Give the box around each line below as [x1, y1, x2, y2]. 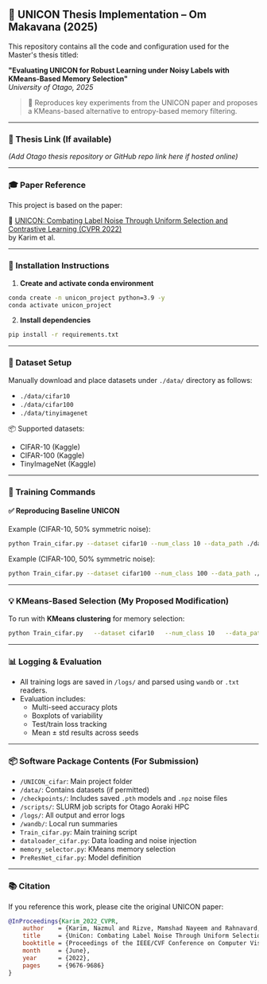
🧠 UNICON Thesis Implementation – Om [8, 8, 207, 21]
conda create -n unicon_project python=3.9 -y [8, 294, 165, 302]
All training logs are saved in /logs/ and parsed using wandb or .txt [19, 677, 240, 686]
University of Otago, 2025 [8, 82, 94, 92]
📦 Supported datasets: [8, 424, 85, 433]
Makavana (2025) [8, 21, 99, 34]
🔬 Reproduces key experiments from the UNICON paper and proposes [27, 97, 258, 107]
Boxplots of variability [31, 710, 103, 720]
